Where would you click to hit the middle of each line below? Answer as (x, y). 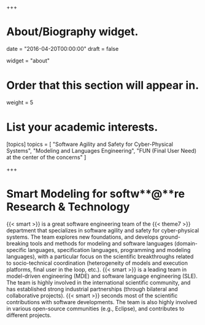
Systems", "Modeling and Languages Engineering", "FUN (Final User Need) (102, 150)
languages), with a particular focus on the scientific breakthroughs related (100, 256)
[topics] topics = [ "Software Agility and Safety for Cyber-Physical (90, 144)
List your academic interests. (82, 127)
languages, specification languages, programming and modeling (109, 250)
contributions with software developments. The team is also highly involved (102, 302)
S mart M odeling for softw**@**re (96, 194)
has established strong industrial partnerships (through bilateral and (92, 289)
